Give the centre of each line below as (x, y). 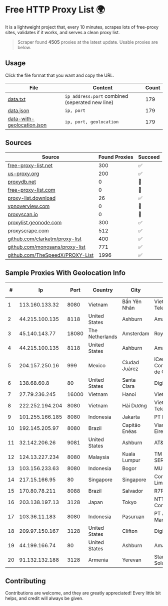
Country (103, 290)
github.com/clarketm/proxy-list (44, 239)
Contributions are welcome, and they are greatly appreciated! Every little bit (83, 593)
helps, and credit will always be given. (44, 598)
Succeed (149, 157)
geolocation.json (27, 125)
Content (103, 87)
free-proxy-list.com (32, 190)
